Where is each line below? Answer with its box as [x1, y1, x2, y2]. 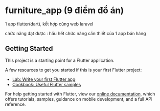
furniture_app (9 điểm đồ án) [5, 5, 124, 16]
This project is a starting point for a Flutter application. [5, 57, 114, 63]
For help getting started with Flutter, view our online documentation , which [5, 91, 156, 97]
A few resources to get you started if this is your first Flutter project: [5, 67, 142, 73]
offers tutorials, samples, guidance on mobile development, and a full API [5, 96, 153, 102]
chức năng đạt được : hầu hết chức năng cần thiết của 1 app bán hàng [5, 30, 146, 36]
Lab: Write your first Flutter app [12, 76, 76, 82]
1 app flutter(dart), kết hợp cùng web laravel [5, 21, 93, 27]
